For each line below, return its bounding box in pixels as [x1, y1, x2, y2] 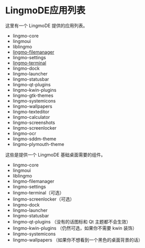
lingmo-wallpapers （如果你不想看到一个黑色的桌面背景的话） [12, 237, 143, 243]
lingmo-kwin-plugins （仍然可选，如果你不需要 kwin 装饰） [12, 225, 137, 231]
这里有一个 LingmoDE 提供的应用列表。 [5, 22, 88, 29]
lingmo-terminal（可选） [12, 189, 64, 195]
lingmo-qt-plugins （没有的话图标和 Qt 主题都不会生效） [12, 218, 131, 225]
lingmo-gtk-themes [12, 92, 54, 98]
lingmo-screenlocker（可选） [12, 196, 75, 202]
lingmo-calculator [12, 114, 50, 120]
